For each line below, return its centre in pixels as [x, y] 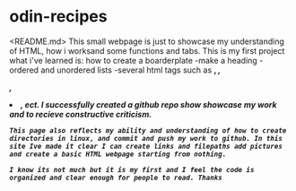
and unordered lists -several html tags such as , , [131, 70]
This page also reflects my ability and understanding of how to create [148, 130]
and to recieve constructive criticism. [81, 114]
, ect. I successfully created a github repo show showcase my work [149, 104]
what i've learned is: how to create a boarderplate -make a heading [133, 60]
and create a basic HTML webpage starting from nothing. [118, 154]
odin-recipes [58, 17]
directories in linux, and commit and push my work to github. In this [146, 138]
